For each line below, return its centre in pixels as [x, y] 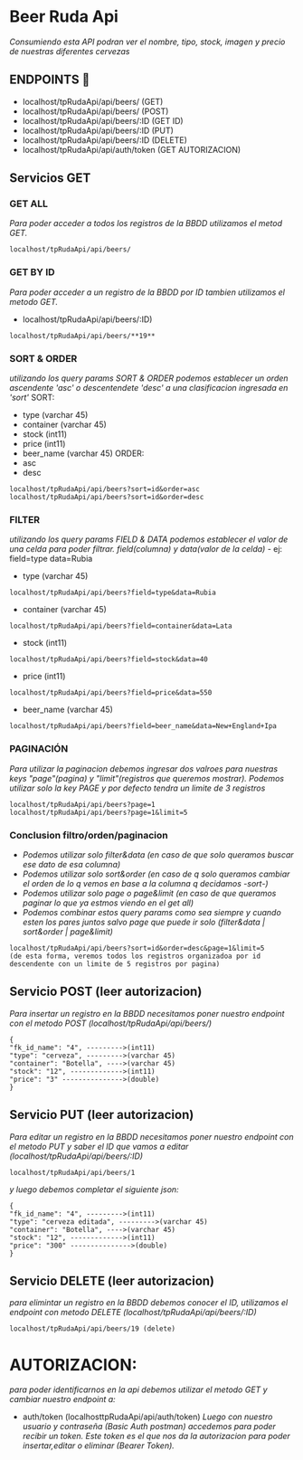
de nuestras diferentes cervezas [70, 51]
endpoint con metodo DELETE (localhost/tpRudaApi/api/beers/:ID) [133, 1313]
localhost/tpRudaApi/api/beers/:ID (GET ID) [103, 120]
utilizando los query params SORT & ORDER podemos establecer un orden [149, 378]
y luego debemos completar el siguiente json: [94, 1189]
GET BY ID [33, 272]
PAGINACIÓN [39, 749]
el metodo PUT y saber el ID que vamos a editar [99, 1146]
